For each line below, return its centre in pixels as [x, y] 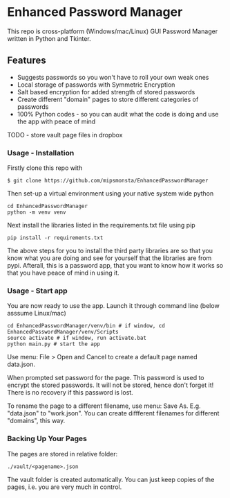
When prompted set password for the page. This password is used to [106, 378]
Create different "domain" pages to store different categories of [108, 99]
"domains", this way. [36, 421]
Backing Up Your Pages [47, 439]
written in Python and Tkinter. [49, 38]
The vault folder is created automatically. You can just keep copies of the [111, 479]
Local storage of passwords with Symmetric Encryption [96, 85]
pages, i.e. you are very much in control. [65, 487]
